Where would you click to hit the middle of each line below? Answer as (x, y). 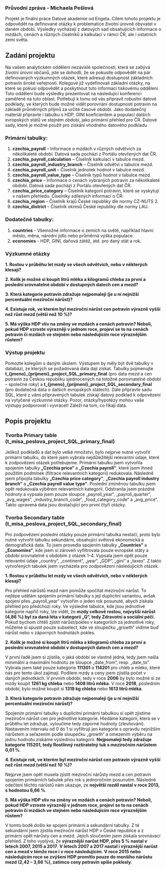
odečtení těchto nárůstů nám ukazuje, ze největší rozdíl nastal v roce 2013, (83, 785)
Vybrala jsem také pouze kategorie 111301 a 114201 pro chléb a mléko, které (83, 668)
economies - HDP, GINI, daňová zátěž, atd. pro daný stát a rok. (77, 241)
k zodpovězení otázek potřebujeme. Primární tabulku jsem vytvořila (74, 462)
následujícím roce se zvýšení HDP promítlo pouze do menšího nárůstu (79, 857)
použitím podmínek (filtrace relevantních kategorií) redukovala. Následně (79, 473)
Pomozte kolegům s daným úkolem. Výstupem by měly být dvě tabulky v (79, 363)
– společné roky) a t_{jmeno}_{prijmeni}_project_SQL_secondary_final (79, 384)
